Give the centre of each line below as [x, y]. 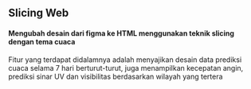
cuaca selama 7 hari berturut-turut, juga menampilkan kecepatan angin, [126, 68]
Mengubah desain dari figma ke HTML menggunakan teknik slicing [122, 33]
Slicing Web [39, 13]
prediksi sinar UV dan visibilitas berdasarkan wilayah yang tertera [116, 76]
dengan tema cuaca [42, 41]
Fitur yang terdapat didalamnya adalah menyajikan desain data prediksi [125, 60]
